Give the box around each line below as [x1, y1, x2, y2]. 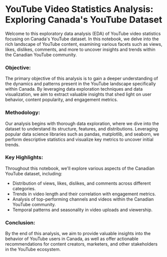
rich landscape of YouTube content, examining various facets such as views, [5, 41, 163, 47]
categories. [12, 185, 36, 191]
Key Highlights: [5, 154, 43, 161]
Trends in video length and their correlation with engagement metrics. [12, 191, 156, 197]
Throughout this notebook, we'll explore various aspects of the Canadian [5, 165, 155, 171]
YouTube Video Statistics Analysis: [5, 3, 154, 15]
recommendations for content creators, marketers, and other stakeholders [5, 241, 158, 247]
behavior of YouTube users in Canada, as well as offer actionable [5, 236, 139, 242]
